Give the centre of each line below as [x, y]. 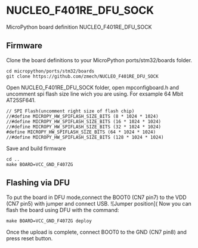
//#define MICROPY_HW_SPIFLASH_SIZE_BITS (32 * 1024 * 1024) [84, 127]
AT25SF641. [21, 100]
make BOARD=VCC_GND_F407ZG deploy [49, 221]
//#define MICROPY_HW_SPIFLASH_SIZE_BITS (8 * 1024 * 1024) [83, 116]
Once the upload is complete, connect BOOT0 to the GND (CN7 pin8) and [96, 232]
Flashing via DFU [38, 183]
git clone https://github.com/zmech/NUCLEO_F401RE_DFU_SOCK [83, 76]
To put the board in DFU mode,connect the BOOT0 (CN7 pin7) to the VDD [96, 197]
